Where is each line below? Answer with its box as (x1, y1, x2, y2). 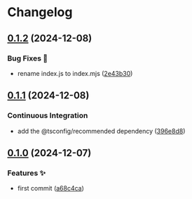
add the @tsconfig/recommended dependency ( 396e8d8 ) (17, 127, 186, 135)
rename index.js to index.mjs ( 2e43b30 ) (17, 69, 133, 77)
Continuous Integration (7, 110, 88, 120)
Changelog (7, 4, 73, 20)
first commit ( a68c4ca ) (17, 184, 84, 193)
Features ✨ (7, 168, 46, 178)
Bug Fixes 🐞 (7, 53, 48, 63)
